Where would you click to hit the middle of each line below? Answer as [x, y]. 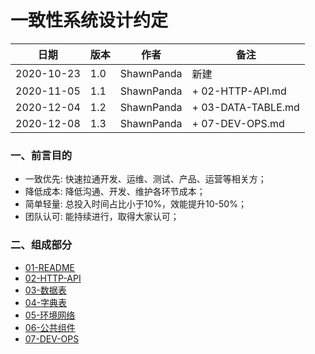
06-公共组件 [50, 327]
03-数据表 [45, 290]
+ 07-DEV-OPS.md [238, 123]
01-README [50, 267]
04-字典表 [46, 302]
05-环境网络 [50, 315]
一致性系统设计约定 [89, 20]
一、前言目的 [41, 155]
